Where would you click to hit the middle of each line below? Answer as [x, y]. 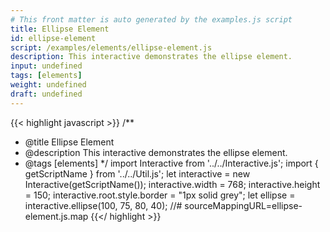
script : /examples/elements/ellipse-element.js [111, 47]
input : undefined [46, 66]
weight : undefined [48, 85]
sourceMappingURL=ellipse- [243, 205]
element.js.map [56, 216]
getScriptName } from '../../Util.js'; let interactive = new [137, 173]
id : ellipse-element [53, 38]
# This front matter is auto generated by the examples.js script [151, 19]
